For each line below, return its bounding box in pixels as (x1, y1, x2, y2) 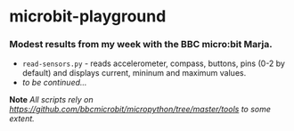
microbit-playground (9, 6, 167, 27)
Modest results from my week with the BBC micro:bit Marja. (9, 38, 274, 51)
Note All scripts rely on (9, 94, 94, 105)
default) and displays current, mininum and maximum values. (21, 68, 247, 78)
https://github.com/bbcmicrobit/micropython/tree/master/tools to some (9, 104, 272, 115)
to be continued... (21, 78, 87, 88)
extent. (9, 113, 36, 124)
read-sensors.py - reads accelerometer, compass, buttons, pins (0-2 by (21, 58, 285, 69)
